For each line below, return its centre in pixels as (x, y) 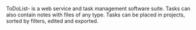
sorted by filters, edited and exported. (52, 21)
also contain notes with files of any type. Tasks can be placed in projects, (96, 15)
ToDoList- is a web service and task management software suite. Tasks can (98, 9)
